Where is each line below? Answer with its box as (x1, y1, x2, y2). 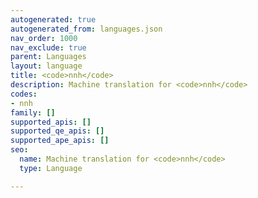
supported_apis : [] (10, 117, 92, 127)
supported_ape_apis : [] (10, 136, 110, 146)
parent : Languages (10, 52, 87, 62)
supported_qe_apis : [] (10, 126, 105, 136)
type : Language (19, 163, 83, 173)
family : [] (10, 107, 56, 118)
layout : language (10, 61, 83, 71)
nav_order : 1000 (10, 33, 78, 43)
